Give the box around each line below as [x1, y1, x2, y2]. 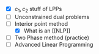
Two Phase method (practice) [14, 34, 90, 41]
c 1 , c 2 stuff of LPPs [14, 6, 62, 14]
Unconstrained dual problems [14, 13, 90, 20]
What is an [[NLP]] [23, 27, 71, 34]
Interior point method [14, 20, 68, 27]
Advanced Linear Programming [14, 41, 94, 48]
